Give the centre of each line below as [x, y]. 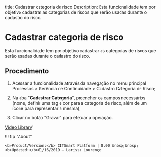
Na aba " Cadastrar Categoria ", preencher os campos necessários [79, 98]
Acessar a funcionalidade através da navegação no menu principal [79, 83]
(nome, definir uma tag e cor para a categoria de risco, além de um [80, 103]
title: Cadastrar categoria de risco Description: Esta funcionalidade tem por [80, 7]
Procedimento [27, 71]
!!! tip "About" [19, 136]
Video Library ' [19, 127]
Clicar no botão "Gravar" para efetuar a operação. [62, 117]
